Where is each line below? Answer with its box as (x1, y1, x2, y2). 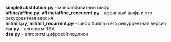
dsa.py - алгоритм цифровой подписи (5, 31, 88, 37)
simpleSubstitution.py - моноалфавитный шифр (5, 5, 110, 10)
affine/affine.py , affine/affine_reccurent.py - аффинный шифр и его (5, 10, 152, 16)
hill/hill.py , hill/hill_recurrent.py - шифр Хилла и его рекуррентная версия (5, 20, 166, 26)
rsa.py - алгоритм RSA (5, 26, 55, 32)
